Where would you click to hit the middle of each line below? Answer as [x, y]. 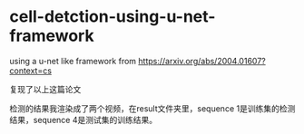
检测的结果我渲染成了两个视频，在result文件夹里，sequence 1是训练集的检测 [152, 108]
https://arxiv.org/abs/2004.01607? [202, 61]
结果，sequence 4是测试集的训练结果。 [83, 120]
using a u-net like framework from [73, 61]
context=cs [31, 71]
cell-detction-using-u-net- [113, 17]
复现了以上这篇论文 [45, 89]
